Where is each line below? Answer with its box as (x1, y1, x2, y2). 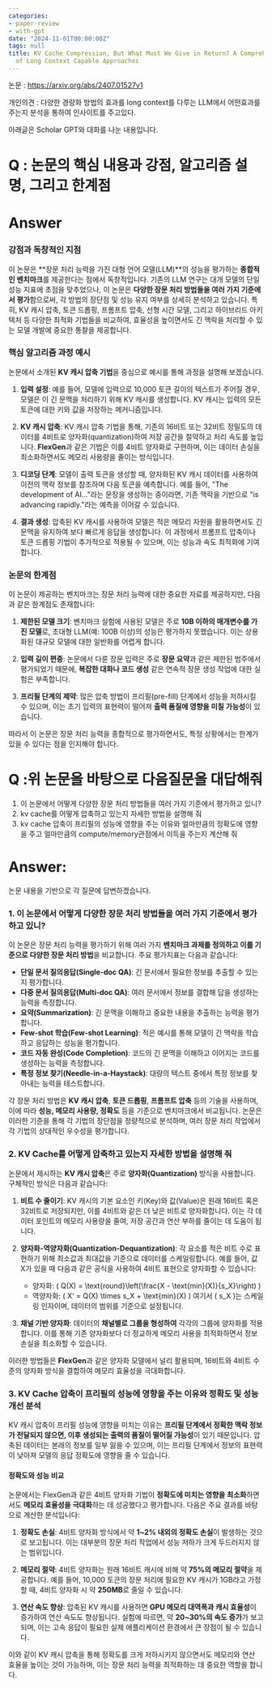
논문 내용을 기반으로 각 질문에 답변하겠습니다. (8, 886, 151, 895)
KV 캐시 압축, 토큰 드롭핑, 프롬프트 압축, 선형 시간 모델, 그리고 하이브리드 (19, 304, 249, 314)
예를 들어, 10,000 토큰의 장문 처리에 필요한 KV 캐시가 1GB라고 (50, 1575, 247, 1585)
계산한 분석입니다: (23, 1511, 80, 1520)
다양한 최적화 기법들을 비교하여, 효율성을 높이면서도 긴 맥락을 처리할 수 (32, 315, 255, 325)
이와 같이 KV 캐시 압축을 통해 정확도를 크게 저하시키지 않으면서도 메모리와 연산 (8, 1650, 256, 1659)
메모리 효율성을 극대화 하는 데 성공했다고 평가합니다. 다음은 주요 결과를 (23, 1500, 244, 1510)
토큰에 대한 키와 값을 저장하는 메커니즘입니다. (19, 404, 164, 414)
